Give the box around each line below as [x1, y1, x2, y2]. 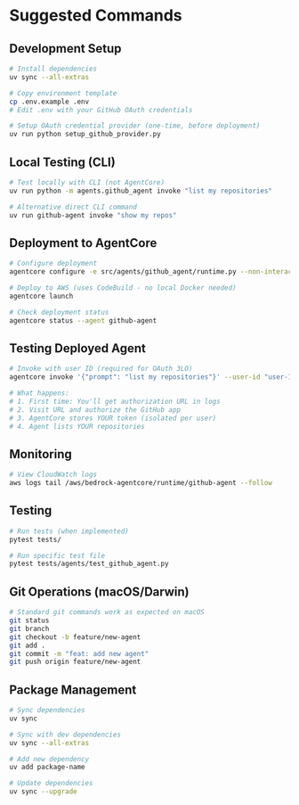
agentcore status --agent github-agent [9, 316, 158, 325]
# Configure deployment [9, 259, 98, 268]
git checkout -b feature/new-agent [9, 632, 141, 642]
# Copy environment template [9, 88, 117, 98]
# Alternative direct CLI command [9, 202, 138, 211]
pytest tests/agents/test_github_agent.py [9, 559, 169, 569]
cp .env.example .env [9, 97, 90, 106]
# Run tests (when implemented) [9, 527, 129, 536]
